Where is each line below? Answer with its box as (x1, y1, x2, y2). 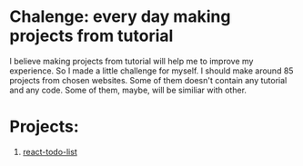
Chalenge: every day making (9, 6, 231, 27)
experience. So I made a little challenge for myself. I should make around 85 (9, 65, 294, 76)
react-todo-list (22, 146, 77, 157)
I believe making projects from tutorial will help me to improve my (9, 55, 254, 66)
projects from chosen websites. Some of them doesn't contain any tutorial (9, 74, 288, 85)
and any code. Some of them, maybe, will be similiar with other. (9, 84, 247, 95)
